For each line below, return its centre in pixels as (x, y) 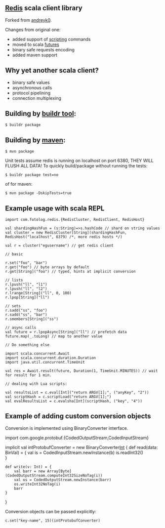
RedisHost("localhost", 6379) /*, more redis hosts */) (64, 237)
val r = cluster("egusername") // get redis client (59, 246)
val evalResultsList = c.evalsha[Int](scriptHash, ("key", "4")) (74, 401)
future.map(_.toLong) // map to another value (54, 336)
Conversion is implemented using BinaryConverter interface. (67, 428)
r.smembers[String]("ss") (32, 319)
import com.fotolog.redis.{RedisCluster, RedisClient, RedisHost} (75, 220)
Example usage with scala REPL (55, 208)
